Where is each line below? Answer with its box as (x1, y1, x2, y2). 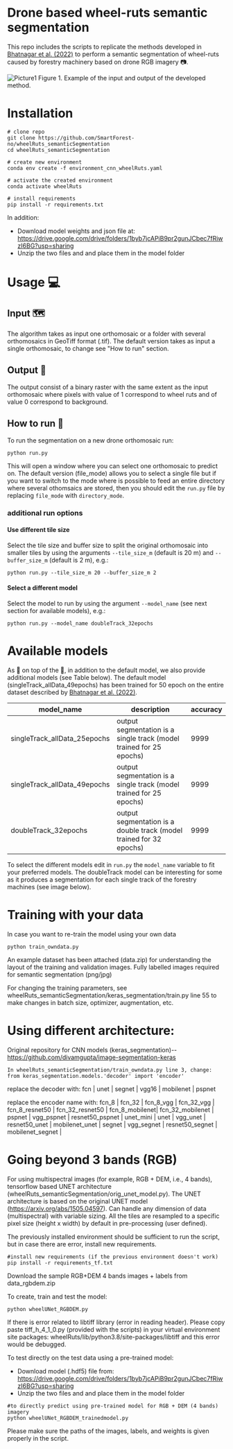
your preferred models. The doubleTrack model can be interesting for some (7, 868, 223, 876)
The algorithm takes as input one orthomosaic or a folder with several (7, 329, 206, 338)
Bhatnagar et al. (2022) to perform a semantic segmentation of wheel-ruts (7, 50, 220, 58)
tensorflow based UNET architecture (7, 1182, 112, 1190)
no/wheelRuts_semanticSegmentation (7, 140, 110, 147)
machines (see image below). (7, 882, 92, 891)
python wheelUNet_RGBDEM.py (7, 1305, 89, 1312)
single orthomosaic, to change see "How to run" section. (7, 344, 169, 352)
